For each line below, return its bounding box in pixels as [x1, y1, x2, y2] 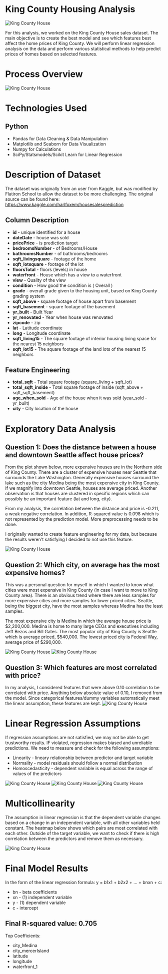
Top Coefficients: [5, 933, 41, 939]
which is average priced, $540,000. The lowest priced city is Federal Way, [5, 634, 158, 640]
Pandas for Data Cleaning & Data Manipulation [12, 135, 108, 141]
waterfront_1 [12, 964, 38, 970]
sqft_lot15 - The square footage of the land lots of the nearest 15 [12, 346, 146, 352]
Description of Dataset [5, 169, 101, 180]
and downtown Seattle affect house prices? [5, 451, 144, 459]
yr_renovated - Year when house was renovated [12, 314, 113, 320]
